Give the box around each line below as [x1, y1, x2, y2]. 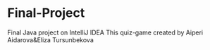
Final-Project [7, 5, 85, 21]
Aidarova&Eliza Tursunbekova [7, 35, 94, 44]
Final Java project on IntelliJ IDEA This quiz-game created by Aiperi [7, 28, 203, 37]
